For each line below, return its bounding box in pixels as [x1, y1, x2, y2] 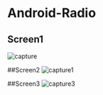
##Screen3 [7, 79, 40, 88]
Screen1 [7, 33, 44, 45]
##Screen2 [7, 66, 40, 74]
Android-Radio [7, 5, 97, 21]
